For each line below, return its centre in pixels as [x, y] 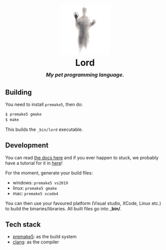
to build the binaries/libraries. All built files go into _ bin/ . [63, 208]
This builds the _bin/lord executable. [44, 129]
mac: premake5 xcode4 [35, 193]
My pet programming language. [85, 75]
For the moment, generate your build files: [49, 173]
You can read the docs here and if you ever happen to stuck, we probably [82, 157]
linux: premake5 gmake [35, 188]
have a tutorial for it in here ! [34, 163]
